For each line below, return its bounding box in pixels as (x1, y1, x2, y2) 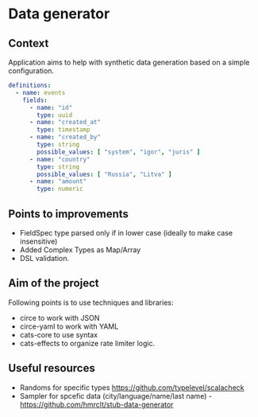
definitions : (8, 81, 52, 89)
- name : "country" (29, 155, 90, 163)
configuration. (8, 66, 54, 76)
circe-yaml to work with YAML (19, 322, 119, 331)
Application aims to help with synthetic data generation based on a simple (8, 57, 250, 67)
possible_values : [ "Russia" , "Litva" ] (37, 170, 172, 178)
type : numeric (37, 185, 83, 193)
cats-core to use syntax (19, 329, 98, 339)
